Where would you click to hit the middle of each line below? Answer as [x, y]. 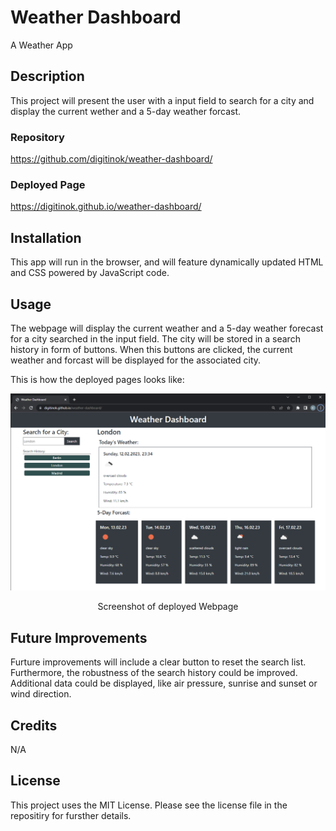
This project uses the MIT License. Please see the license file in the [149, 805]
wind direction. [41, 694]
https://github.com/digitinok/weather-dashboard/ [111, 159]
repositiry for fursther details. [71, 815]
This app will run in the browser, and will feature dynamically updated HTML [167, 262]
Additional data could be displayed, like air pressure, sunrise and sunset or [164, 683]
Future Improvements [79, 637]
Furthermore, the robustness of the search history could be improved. [154, 673]
